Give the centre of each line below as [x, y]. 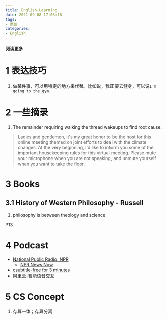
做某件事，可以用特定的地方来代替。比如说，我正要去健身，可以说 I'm [85, 86]
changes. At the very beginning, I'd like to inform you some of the [86, 147]
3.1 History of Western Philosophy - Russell [74, 203]
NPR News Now [37, 264]
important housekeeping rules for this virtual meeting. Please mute [87, 153]
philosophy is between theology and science [59, 215]
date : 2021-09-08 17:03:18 [34, 15]
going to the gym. [32, 91]
